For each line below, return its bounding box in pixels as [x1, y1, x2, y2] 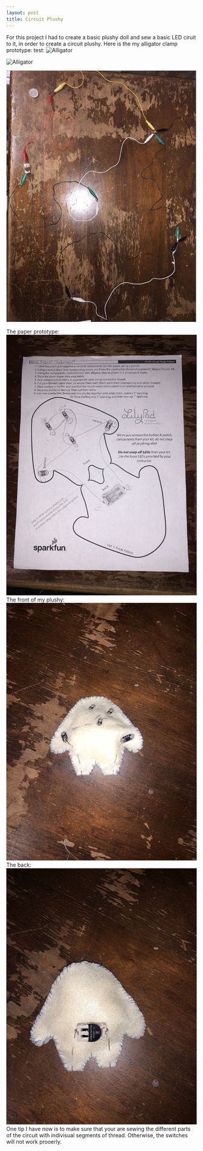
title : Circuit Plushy [6, 16, 63, 22]
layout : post [6, 10, 39, 16]
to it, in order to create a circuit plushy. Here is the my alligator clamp [6, 40, 178, 47]
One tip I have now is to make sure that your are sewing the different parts [6, 1126, 191, 1133]
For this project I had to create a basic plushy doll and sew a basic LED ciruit [6, 33, 196, 41]
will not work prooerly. [6, 1138, 62, 1146]
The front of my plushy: [6, 596, 65, 603]
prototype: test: [6, 46, 45, 54]
